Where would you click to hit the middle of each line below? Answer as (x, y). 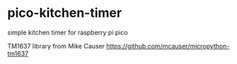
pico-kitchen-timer (65, 13)
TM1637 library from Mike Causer (56, 46)
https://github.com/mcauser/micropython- (168, 46)
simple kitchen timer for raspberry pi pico (68, 32)
